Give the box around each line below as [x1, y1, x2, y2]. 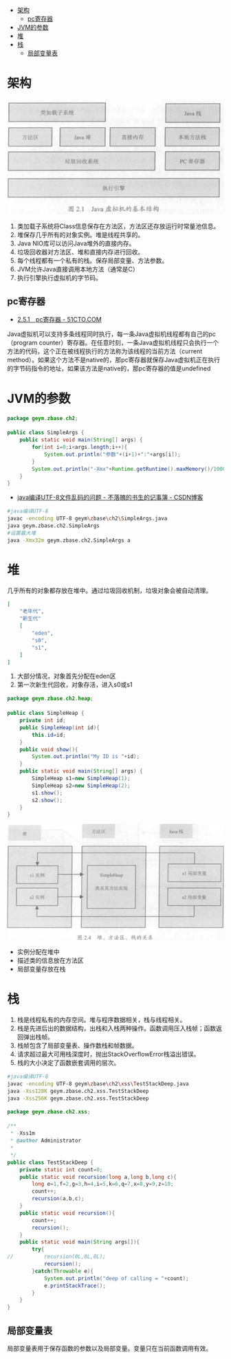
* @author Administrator [10, 1137, 81, 1145]
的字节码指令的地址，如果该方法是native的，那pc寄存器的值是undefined [7, 364, 211, 373]
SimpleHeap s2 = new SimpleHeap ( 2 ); [32, 782, 131, 789]
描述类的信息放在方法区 [16, 956, 84, 964]
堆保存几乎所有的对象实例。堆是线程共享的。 [16, 230, 144, 239]
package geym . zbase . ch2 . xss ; [7, 1108, 91, 1115]
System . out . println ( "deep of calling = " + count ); [43, 1274, 189, 1282]
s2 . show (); [32, 797, 63, 804]
